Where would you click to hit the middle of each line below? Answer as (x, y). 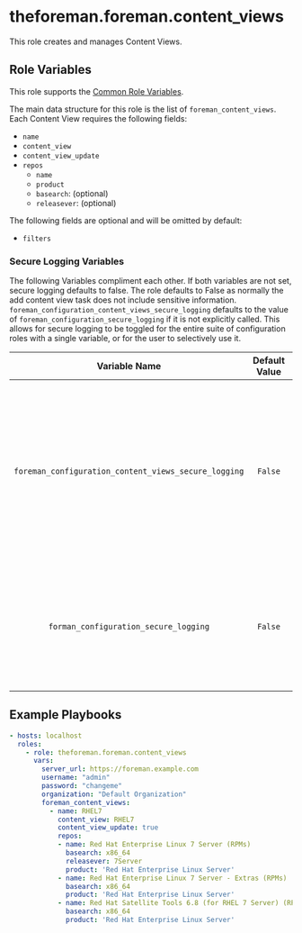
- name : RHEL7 (75, 811)
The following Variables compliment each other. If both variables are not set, (151, 281)
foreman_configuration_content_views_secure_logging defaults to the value (149, 310)
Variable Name (129, 367)
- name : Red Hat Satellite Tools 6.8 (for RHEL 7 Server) (168, 903)
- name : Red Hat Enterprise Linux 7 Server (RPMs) (154, 845)
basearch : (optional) (72, 193)
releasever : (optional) (76, 203)
